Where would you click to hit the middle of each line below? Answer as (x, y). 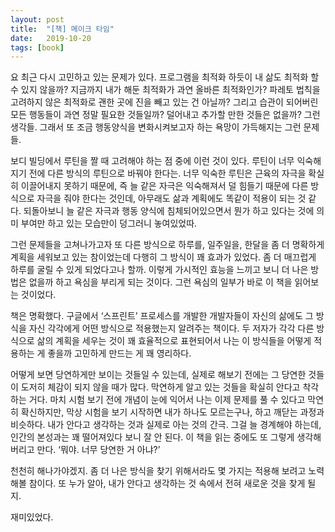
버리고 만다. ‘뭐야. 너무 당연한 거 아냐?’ (85, 450)
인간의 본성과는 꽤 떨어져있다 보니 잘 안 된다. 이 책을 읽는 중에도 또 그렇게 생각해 (166, 437)
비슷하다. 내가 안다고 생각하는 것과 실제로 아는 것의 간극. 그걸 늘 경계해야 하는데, (166, 425)
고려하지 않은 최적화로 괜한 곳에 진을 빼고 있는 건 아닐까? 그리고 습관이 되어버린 (164, 102)
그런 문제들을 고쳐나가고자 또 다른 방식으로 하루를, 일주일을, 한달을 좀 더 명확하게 (167, 245)
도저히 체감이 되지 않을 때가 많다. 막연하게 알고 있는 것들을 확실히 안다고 (160, 387)
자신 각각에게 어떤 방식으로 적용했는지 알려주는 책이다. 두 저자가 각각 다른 (171, 328)
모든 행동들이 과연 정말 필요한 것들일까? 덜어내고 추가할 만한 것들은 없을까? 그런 (165, 115)
